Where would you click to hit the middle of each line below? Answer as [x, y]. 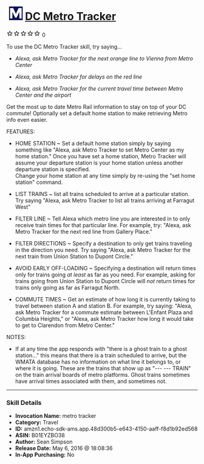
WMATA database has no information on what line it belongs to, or [98, 362]
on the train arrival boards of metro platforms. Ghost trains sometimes [102, 374]
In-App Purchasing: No [45, 455]
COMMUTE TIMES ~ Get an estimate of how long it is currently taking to [105, 299]
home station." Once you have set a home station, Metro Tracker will [100, 156]
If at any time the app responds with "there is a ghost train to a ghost [101, 349]
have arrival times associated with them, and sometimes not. [91, 381]
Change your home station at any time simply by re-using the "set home [105, 175]
